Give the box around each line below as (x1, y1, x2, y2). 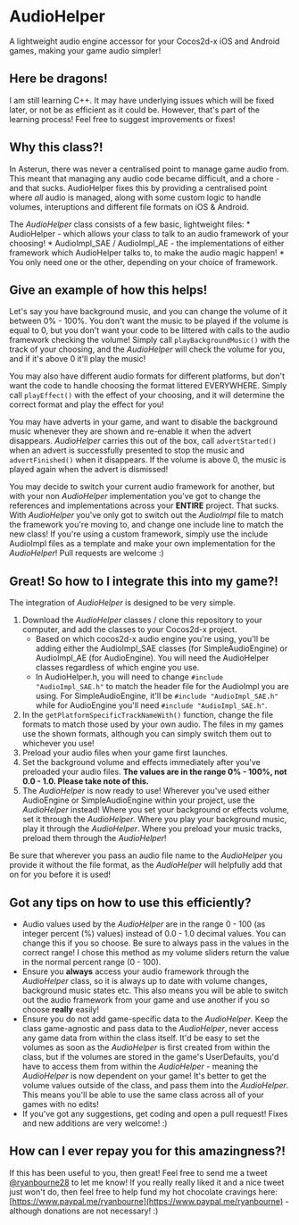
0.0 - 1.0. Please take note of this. (21, 776, 149, 787)
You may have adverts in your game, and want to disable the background (9, 417, 278, 428)
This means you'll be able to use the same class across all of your (21, 1089, 265, 1100)
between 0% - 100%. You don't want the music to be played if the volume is (9, 315, 289, 327)
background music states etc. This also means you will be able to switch (21, 985, 288, 996)
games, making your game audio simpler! (9, 45, 162, 55)
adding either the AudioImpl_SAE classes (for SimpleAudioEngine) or (35, 643, 288, 654)
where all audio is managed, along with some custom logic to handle (9, 192, 262, 203)
